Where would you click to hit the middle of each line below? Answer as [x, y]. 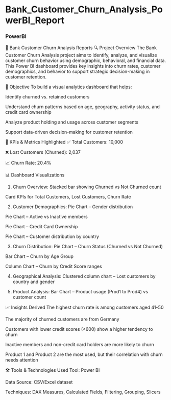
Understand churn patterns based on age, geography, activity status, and [82, 107]
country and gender [34, 282]
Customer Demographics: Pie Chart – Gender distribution [73, 207]
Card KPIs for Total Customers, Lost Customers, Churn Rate [68, 197]
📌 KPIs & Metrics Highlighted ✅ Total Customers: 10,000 [64, 142]
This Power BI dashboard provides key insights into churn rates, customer [83, 66]
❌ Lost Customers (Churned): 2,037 [43, 152]
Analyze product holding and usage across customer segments [72, 122]
